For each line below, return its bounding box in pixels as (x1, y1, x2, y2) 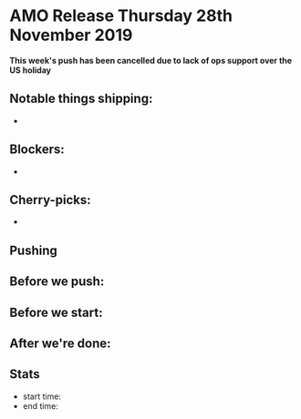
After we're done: (9, 335, 111, 351)
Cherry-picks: (9, 192, 91, 208)
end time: (22, 400, 59, 411)
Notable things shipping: (9, 91, 153, 107)
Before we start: (9, 304, 103, 320)
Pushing (9, 242, 57, 258)
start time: (22, 391, 62, 402)
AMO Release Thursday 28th (9, 5, 233, 26)
